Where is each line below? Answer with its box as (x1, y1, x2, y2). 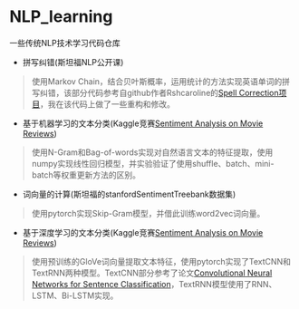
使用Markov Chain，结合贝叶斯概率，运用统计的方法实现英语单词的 (31, 75, 283, 87)
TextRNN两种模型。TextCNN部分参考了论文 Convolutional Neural (31, 267, 273, 278)
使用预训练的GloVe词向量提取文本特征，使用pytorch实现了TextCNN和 (31, 256, 292, 266)
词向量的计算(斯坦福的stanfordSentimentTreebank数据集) (22, 188, 236, 199)
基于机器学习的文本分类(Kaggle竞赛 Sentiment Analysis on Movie (22, 118, 264, 129)
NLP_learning (9, 6, 113, 27)
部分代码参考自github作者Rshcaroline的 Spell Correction (71, 87, 279, 98)
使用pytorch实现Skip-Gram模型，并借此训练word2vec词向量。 (31, 208, 265, 218)
